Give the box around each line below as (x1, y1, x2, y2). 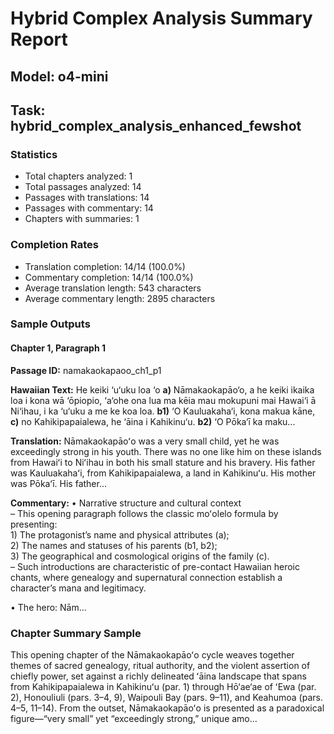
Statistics (10, 147, 58, 161)
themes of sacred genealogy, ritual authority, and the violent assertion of (10, 659, 311, 671)
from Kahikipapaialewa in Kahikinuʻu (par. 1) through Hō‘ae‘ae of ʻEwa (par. (10, 680, 317, 692)
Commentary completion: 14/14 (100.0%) (24, 271, 194, 283)
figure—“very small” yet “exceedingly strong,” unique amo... (10, 712, 258, 724)
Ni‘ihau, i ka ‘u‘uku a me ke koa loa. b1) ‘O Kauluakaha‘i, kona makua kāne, (10, 405, 316, 417)
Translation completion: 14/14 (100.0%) (24, 260, 186, 272)
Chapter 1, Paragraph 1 (10, 342, 107, 354)
